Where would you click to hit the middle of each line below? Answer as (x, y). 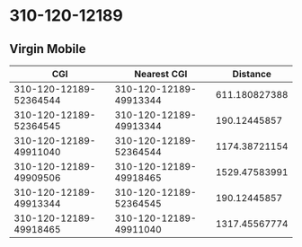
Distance (252, 74)
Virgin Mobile (48, 49)
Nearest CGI (161, 74)
